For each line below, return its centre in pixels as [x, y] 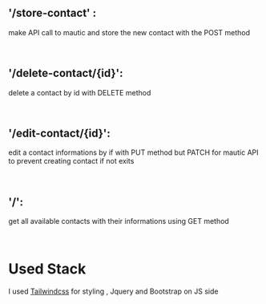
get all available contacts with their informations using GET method [119, 221]
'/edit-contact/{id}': [59, 134]
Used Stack [47, 269]
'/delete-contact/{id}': [66, 73]
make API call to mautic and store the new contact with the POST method [129, 32]
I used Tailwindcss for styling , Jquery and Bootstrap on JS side [113, 291]
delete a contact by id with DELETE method [80, 92]
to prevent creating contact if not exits [71, 161]
